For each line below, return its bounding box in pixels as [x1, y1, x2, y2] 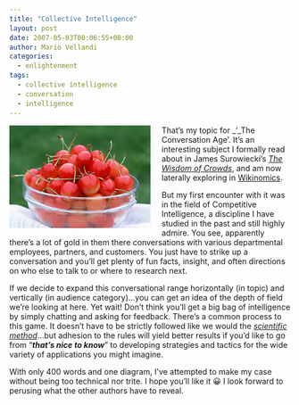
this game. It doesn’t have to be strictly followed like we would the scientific [9, 320, 287, 331]
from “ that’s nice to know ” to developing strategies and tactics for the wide [9, 339, 288, 350]
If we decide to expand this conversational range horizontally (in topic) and [9, 282, 285, 293]
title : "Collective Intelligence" [9, 14, 138, 23]
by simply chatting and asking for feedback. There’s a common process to [9, 310, 282, 321]
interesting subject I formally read [162, 144, 286, 154]
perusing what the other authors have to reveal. [9, 384, 185, 396]
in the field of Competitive [162, 199, 257, 210]
